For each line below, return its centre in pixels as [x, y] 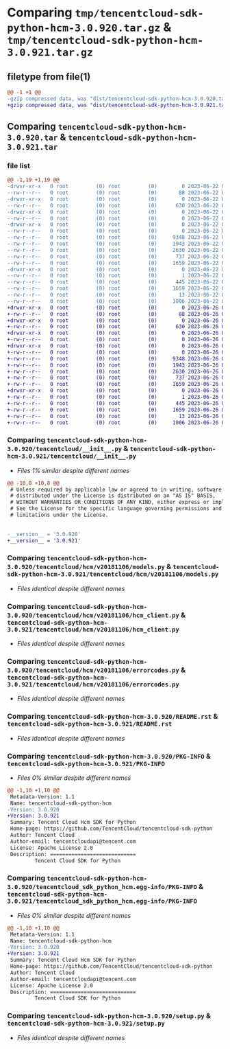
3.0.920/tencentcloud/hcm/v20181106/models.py [86, 567]
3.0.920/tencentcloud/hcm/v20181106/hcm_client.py [93, 615]
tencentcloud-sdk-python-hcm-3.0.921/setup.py [86, 1024]
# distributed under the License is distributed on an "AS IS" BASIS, [113, 496]
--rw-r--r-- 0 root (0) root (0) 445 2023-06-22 [113, 282]
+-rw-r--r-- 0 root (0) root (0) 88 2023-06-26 [113, 314]
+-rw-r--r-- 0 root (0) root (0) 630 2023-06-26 [113, 327]
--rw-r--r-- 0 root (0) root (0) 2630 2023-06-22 [113, 250]
